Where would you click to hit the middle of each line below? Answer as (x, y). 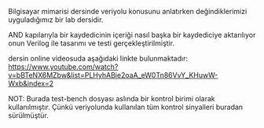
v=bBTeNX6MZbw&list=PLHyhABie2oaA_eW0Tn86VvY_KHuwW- (113, 75)
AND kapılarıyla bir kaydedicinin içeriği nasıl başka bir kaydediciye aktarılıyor (132, 35)
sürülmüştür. (28, 115)
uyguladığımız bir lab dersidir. (56, 20)
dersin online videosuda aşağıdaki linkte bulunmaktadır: (98, 59)
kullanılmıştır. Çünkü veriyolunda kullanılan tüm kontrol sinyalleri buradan (126, 107)
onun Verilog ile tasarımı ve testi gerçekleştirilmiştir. (92, 43)
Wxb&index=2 (31, 83)
